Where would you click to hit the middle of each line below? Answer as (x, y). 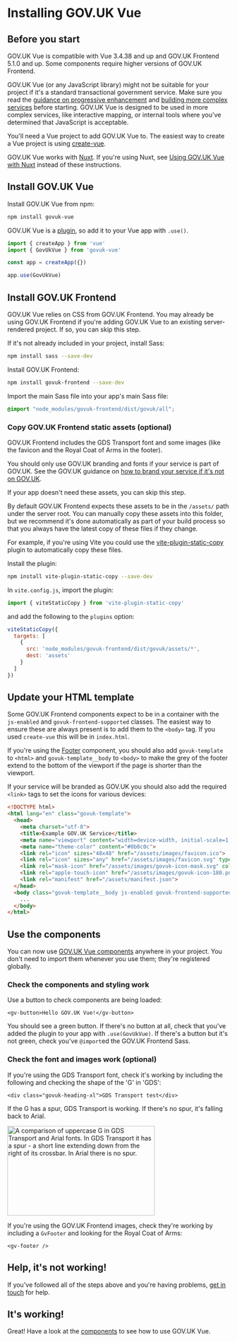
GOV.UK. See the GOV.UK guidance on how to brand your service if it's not (116, 471)
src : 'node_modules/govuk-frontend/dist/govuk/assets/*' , (113, 649)
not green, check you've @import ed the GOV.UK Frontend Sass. (99, 1041)
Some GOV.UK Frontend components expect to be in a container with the (114, 714)
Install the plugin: (32, 563)
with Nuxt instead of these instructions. (65, 165)
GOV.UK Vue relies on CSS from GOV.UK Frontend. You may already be (111, 314)
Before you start (44, 39)
